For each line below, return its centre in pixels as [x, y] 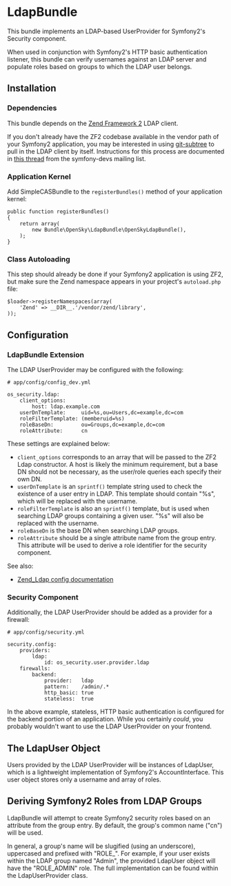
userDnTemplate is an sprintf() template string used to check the [110, 486]
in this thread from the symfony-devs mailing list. [77, 158]
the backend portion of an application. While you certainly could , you [105, 719]
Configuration [38, 335]
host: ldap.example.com [66, 406]
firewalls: [35, 669]
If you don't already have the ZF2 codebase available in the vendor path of [113, 136]
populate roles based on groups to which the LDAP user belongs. [100, 66]
